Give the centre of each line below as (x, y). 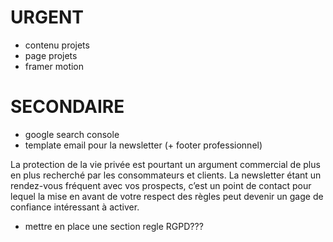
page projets (51, 55)
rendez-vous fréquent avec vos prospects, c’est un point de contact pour (161, 185)
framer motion (54, 66)
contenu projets (57, 45)
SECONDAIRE (67, 107)
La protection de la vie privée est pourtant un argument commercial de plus (165, 164)
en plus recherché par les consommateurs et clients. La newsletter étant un (166, 175)
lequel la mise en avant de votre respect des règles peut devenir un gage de (167, 196)
